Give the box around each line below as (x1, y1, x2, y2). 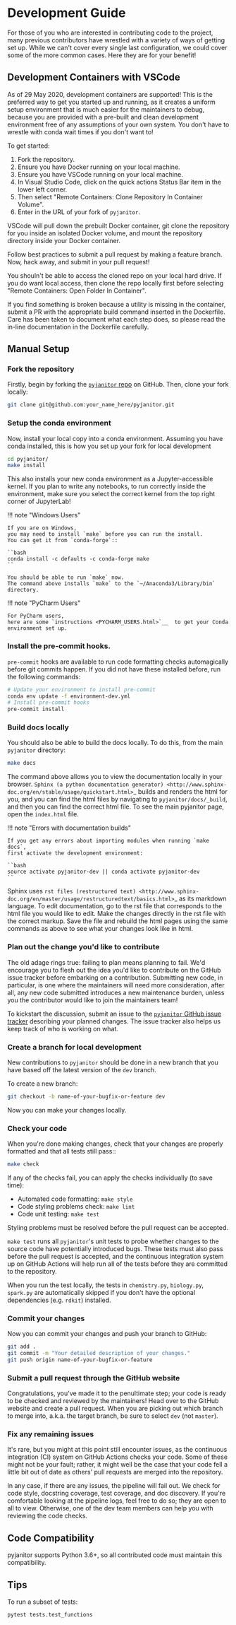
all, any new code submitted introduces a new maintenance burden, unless (7, 988, 225, 997)
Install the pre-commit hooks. (7, 641, 111, 651)
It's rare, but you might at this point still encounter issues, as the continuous (7, 1445, 228, 1454)
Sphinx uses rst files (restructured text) (7, 887, 136, 896)
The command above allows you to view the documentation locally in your (7, 773, 223, 781)
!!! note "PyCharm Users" (7, 599, 81, 607)
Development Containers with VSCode (7, 71, 181, 83)
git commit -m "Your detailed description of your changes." (7, 1350, 191, 1357)
